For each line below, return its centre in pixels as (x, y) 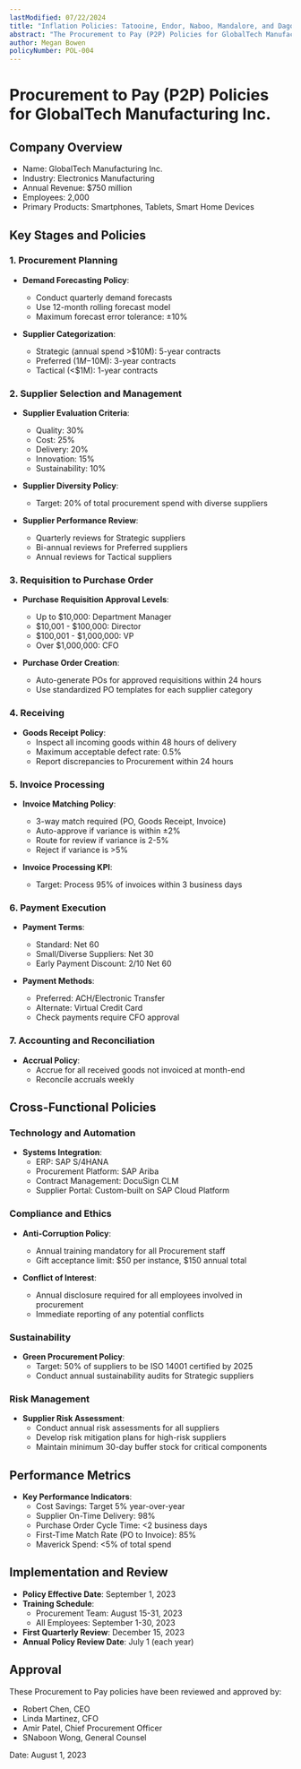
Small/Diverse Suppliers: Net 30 (95, 954)
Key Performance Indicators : (77, 1497)
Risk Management (50, 1399)
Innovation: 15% (65, 459)
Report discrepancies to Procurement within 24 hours (134, 761)
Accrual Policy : (51, 1060)
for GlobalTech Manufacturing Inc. (140, 114)
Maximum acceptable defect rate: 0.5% (108, 751)
